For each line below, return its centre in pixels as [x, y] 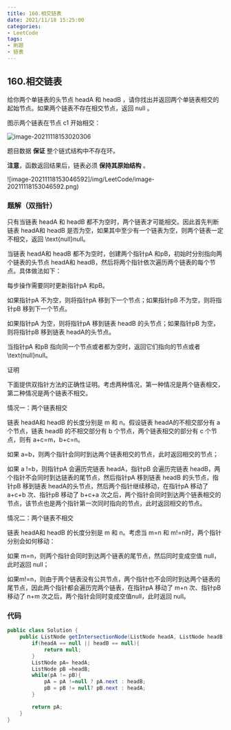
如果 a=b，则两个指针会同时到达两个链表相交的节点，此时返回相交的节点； [113, 454]
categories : [24, 26]
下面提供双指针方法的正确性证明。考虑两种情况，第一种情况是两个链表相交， [115, 384]
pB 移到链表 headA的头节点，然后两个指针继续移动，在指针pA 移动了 [110, 486]
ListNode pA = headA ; [61, 663]
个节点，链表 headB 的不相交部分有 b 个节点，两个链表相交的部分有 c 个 [109, 430]
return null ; [62, 649]
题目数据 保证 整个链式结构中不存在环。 [63, 150]
